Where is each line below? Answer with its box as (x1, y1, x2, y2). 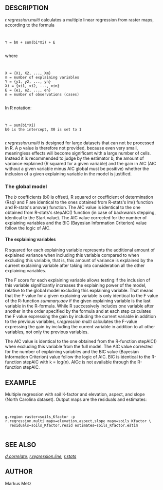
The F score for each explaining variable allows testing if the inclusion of (5, 277, 150, 283)
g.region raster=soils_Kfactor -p (5, 415, 75, 419)
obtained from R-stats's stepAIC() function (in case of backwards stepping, (5, 209, 156, 216)
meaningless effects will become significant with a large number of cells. (5, 150, 151, 156)
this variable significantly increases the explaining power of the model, (5, 283, 147, 288)
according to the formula (5, 22, 55, 28)
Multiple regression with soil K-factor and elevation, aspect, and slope (5, 392, 145, 397)
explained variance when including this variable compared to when (5, 252, 140, 258)
